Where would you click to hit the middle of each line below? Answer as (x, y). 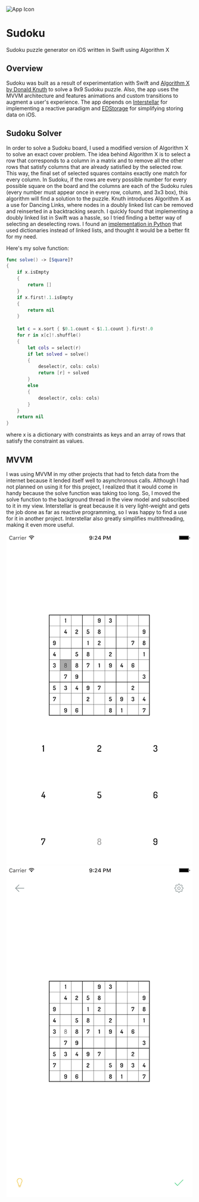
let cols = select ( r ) (55, 348)
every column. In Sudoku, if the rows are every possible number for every (97, 180)
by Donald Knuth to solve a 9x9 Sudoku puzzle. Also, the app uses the (92, 89)
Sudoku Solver (34, 133)
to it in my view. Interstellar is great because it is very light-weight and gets (98, 506)
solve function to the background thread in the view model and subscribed (98, 499)
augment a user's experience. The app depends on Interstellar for (87, 102)
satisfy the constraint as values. (45, 441)
